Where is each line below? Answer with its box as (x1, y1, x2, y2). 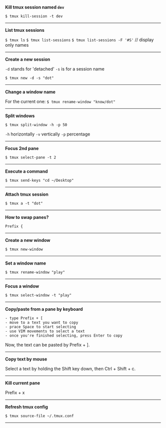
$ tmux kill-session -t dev (5, 14, 63, 19)
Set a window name (5, 260, 46, 266)
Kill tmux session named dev (5, 4, 64, 10)
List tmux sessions (5, 27, 44, 33)
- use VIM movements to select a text (5, 329, 85, 334)
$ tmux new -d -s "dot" (5, 75, 54, 80)
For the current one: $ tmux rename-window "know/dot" (5, 99, 116, 104)
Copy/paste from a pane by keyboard (5, 306, 83, 312)
